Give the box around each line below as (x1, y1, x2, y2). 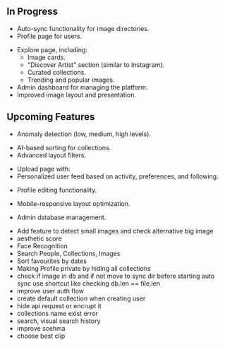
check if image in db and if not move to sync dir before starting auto (16, 272, 215, 280)
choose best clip (16, 331, 66, 340)
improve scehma (16, 324, 66, 332)
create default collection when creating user (16, 294, 146, 303)
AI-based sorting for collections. (16, 143, 111, 152)
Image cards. (27, 53, 66, 61)
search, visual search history (16, 317, 101, 325)
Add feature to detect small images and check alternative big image (16, 226, 214, 235)
